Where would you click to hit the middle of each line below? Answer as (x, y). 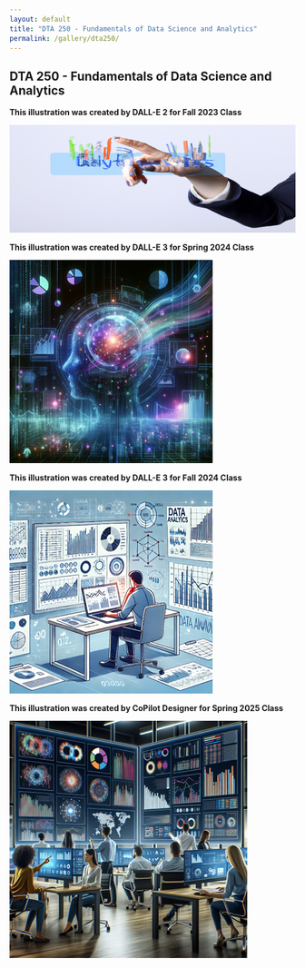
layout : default (40, 19)
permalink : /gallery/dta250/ (64, 38)
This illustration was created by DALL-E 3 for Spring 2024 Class (132, 247)
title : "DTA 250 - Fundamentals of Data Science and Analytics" (133, 29)
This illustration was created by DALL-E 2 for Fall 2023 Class (126, 113)
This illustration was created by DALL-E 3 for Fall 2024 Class (126, 478)
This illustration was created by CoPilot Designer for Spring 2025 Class (147, 707)
